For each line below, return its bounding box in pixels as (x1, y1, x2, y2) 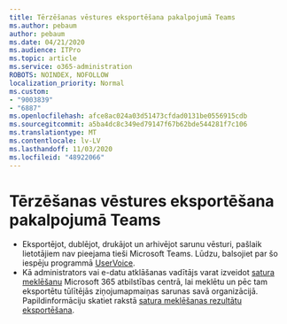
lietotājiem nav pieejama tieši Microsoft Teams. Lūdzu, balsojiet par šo (21, 249, 279, 259)
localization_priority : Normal (9, 79, 125, 88)
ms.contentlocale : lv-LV (9, 136, 101, 145)
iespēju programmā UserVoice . (21, 258, 136, 268)
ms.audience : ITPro (9, 46, 81, 55)
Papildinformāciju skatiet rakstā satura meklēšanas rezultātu (21, 296, 242, 306)
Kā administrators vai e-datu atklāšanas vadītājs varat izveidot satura (21, 267, 275, 278)
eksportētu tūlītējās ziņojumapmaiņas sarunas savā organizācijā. (21, 286, 259, 297)
